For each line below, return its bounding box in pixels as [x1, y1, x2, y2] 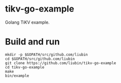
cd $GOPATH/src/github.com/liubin [5, 56, 75, 61]
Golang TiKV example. [5, 19, 50, 25]
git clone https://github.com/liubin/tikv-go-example [5, 60, 117, 66]
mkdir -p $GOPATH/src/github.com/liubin [5, 52, 88, 57]
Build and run [5, 36, 60, 47]
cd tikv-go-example [5, 65, 45, 69]
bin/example [5, 73, 29, 78]
